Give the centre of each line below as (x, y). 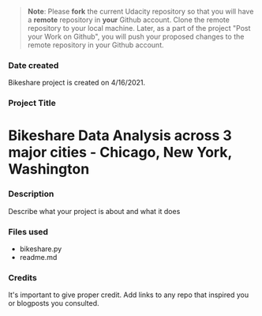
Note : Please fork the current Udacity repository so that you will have (140, 11)
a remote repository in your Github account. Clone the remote (129, 20)
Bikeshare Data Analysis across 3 (120, 135)
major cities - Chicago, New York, (120, 152)
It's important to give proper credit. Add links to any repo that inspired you (129, 295)
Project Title (32, 103)
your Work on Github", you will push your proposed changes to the (136, 36)
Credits (22, 277)
